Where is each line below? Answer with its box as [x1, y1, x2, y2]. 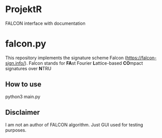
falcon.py [5, 38, 47, 50]
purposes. [5, 127, 27, 133]
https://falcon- [126, 55, 157, 61]
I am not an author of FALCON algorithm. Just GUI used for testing [5, 121, 143, 127]
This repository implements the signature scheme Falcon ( [5, 55, 127, 61]
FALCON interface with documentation [5, 20, 86, 26]
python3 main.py [5, 94, 40, 100]
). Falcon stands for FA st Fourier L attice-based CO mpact [24, 60, 143, 66]
